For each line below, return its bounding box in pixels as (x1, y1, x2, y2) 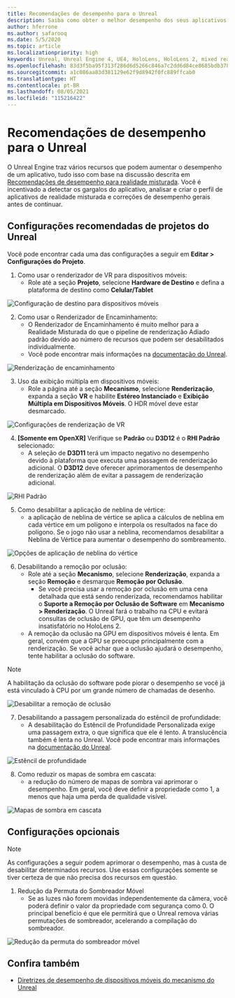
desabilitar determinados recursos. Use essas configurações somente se (7, 865, 218, 874)
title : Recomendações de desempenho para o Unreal (7, 10, 158, 17)
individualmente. (27, 342, 76, 350)
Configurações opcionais (7, 826, 120, 838)
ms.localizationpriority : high (7, 50, 99, 57)
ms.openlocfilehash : (7, 62, 68, 69)
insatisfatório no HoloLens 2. (38, 622, 121, 630)
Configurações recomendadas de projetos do (7, 220, 210, 232)
